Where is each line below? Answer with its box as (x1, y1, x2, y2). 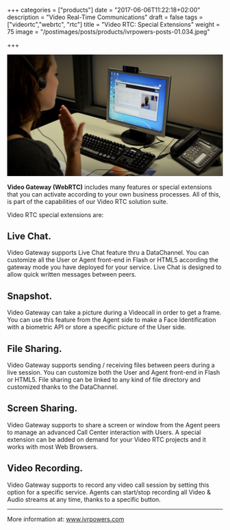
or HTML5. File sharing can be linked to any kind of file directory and (7, 375, 201, 383)
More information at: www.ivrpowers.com (7, 515, 125, 523)
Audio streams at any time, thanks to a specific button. (7, 495, 161, 503)
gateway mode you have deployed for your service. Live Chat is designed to (7, 263, 222, 271)
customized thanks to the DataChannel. (7, 383, 118, 391)
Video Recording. (7, 462, 84, 475)
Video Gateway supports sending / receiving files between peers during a (7, 361, 216, 369)
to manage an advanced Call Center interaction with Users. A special (7, 428, 201, 436)
